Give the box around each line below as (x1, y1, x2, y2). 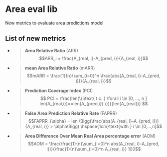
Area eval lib (5, 3, 58, 15)
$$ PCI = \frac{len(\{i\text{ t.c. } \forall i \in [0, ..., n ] (40, 95, 147, 101)
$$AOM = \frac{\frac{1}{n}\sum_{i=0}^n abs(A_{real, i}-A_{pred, (28, 141, 160, 147)
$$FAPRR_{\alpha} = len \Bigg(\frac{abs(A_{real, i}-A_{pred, (28, 118, 152, 124)
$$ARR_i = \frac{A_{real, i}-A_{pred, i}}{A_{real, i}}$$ (39, 55, 149, 61)
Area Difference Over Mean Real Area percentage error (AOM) (24, 133, 156, 139)
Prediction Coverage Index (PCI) (24, 87, 93, 93)
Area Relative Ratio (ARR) (24, 47, 78, 53)
